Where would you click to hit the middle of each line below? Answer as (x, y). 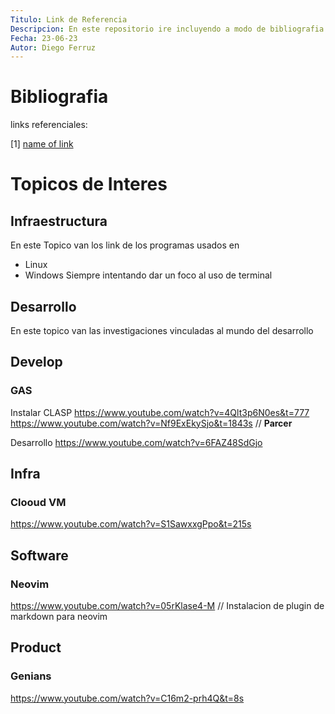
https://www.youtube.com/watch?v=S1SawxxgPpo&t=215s (131, 524)
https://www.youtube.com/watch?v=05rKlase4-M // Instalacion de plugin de (167, 606)
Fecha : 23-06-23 (44, 38)
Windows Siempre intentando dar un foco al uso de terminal (148, 275)
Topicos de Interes (89, 184)
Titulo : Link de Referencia (69, 19)
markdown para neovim (59, 617)
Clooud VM (38, 502)
